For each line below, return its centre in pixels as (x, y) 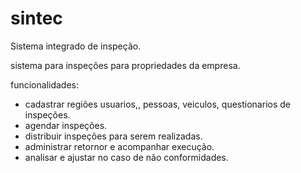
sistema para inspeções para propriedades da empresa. (125, 65)
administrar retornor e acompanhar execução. (119, 146)
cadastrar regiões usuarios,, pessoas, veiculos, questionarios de (157, 104)
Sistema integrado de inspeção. (76, 46)
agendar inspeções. (66, 125)
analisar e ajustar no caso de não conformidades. (126, 157)
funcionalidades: (45, 84)
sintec (36, 18)
